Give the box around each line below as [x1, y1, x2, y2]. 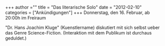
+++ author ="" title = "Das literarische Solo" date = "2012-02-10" [5, 4, 142, 10]
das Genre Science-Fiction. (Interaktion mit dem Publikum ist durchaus [5, 30, 152, 35]
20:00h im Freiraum [5, 15, 46, 20]
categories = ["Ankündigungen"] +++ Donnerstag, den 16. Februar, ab [5, 9, 150, 15]
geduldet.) [5, 35, 27, 41]
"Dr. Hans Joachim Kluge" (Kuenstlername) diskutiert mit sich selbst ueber [5, 24, 160, 30]
